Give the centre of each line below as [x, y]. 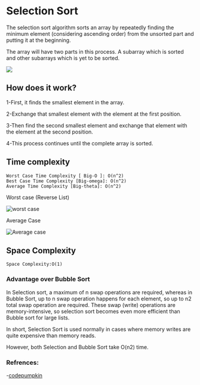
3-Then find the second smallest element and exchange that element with [97, 125]
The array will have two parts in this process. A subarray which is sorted [95, 51]
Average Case [23, 220]
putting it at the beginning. [39, 40]
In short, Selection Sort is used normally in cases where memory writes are [99, 329]
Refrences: [22, 362]
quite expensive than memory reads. [51, 336]
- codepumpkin [24, 375]
